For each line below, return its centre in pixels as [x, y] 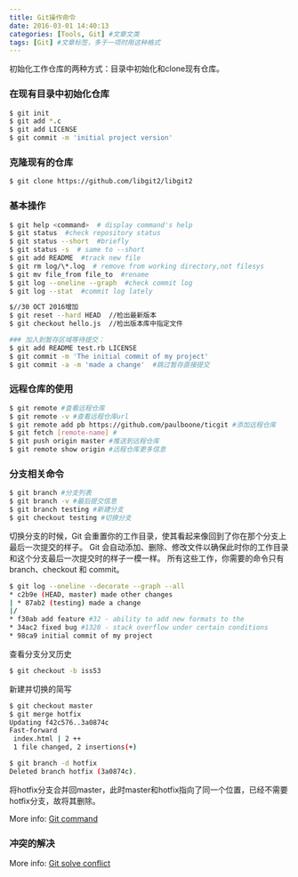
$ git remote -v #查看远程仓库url [69, 416]
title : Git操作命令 [43, 17]
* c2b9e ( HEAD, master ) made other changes [91, 594]
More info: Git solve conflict [60, 864]
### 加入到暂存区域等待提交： [57, 340]
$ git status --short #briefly [69, 241]
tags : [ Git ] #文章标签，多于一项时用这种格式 [85, 42]
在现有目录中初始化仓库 [59, 94]
